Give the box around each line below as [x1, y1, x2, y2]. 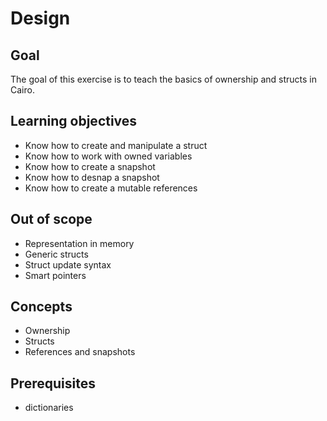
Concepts [10, 298, 73, 316]
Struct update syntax [24, 258, 112, 271]
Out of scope [10, 211, 93, 228]
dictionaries [24, 402, 74, 414]
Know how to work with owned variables [24, 150, 193, 162]
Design [10, 7, 71, 30]
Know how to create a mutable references [24, 182, 198, 194]
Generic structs [24, 248, 89, 260]
